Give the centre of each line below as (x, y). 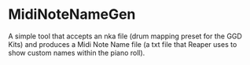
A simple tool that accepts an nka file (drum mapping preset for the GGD (125, 36)
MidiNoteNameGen (72, 14)
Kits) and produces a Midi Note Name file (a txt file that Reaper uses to (123, 44)
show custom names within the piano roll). (77, 52)
